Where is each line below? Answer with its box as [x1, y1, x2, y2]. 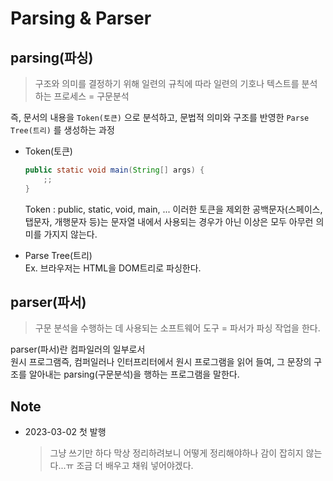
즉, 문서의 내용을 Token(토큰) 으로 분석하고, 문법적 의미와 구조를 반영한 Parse [10, 112, 310, 123]
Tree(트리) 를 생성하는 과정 [10, 124, 115, 136]
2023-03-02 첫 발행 [24, 426, 107, 438]
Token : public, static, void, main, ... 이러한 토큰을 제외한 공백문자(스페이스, [24, 203, 323, 215]
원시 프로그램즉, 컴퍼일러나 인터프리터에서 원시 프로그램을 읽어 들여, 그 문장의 [10, 356, 312, 368]
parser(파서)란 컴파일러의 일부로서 [10, 343, 146, 356]
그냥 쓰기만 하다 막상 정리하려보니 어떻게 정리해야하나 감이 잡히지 [49, 447, 304, 459]
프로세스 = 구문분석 [53, 90, 130, 102]
